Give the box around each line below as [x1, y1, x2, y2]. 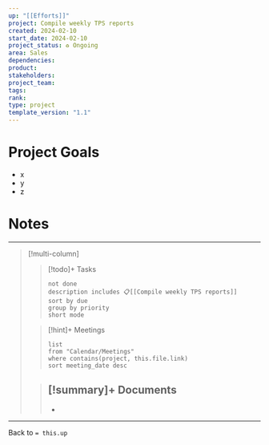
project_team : [8, 79, 56, 87]
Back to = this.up [8, 427, 68, 437]
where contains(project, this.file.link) [47, 354, 188, 362]
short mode [47, 310, 85, 319]
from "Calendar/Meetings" [47, 347, 134, 355]
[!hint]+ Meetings [47, 325, 106, 334]
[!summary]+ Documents [47, 383, 178, 397]
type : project [8, 101, 56, 109]
